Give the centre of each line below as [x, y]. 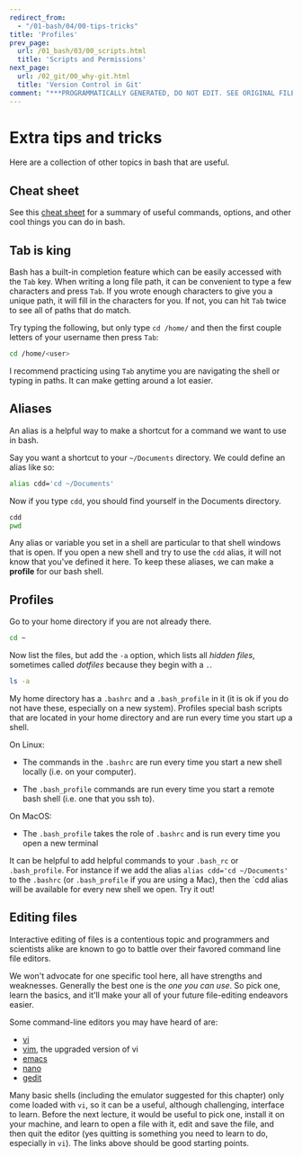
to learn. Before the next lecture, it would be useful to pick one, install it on [147, 1114]
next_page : [30, 68]
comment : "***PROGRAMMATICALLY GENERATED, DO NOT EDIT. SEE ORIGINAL [142, 93]
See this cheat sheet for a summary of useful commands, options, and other [151, 212]
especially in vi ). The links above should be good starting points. [129, 1143]
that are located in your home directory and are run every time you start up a [151, 718]
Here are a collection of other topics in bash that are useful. [120, 162]
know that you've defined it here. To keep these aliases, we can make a [142, 562]
